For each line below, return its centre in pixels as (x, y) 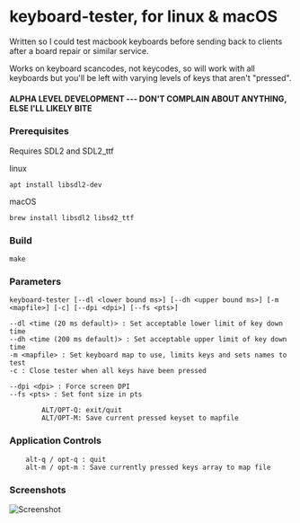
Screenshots (38, 490)
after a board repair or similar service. (79, 50)
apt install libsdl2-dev (56, 185)
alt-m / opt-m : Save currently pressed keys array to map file (148, 467)
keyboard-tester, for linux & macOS (144, 17)
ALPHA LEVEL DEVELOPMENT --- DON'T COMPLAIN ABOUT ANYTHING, (148, 98)
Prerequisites (39, 131)
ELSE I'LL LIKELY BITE (51, 108)
